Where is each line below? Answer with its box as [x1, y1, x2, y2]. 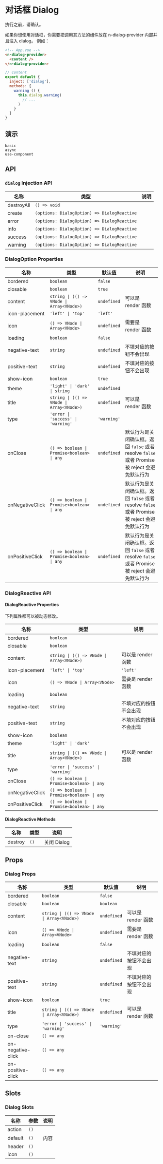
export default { [5, 75, 40, 79]
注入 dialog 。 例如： [9, 38, 50, 44]
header [7, 1143, 24, 1150]
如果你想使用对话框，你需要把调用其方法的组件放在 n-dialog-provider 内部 [5, 32, 154, 38]
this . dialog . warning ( [17, 93, 62, 97]
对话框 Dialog [5, 4, 59, 16]
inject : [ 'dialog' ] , [9, 79, 51, 84]
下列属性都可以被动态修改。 [5, 613, 61, 619]
